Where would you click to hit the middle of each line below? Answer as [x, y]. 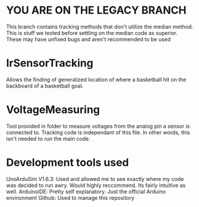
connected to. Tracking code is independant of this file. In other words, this [98, 132]
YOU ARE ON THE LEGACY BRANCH [96, 10]
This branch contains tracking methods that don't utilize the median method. [100, 27]
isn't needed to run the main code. [48, 138]
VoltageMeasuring [53, 110]
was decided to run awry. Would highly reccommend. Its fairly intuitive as [96, 185]
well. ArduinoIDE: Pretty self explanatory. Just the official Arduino [86, 191]
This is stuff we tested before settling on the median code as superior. [92, 33]
